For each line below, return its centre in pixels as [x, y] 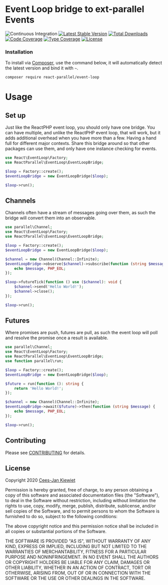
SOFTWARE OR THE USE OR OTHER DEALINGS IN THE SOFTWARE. [75, 579]
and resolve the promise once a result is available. [57, 338]
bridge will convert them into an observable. [50, 218]
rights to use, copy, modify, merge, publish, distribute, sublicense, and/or [80, 506]
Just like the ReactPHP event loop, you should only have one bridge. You [80, 127]
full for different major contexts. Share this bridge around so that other [77, 143]
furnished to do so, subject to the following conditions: [61, 517]
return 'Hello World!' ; [39, 388]
